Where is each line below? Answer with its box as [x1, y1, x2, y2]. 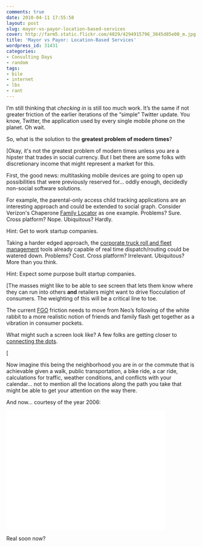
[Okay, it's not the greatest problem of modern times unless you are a [6, 147, 180, 154]
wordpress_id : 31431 [6, 43, 59, 49]
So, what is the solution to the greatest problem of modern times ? [6, 135, 172, 142]
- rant [6, 88, 23, 94]
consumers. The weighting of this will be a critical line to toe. [6, 294, 158, 302]
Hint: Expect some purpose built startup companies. [6, 270, 136, 277]
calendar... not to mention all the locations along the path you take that [6, 380, 182, 388]
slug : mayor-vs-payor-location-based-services [6, 25, 126, 32]
